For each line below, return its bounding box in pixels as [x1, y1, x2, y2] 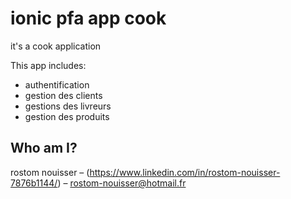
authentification [24, 78, 90, 91]
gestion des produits [24, 110, 110, 122]
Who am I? [10, 140, 78, 157]
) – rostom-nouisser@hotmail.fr [57, 177, 187, 189]
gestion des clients [24, 89, 103, 101]
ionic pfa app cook [10, 7, 167, 30]
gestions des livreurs [24, 100, 112, 112]
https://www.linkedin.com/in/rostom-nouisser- [89, 166, 281, 178]
